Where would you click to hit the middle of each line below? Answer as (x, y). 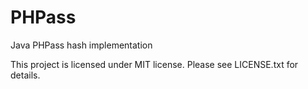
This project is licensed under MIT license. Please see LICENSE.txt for (154, 64)
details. (25, 75)
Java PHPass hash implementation (81, 45)
